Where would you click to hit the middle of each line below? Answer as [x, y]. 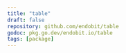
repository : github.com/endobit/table [63, 26]
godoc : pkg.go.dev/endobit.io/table [60, 33]
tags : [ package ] [30, 39]
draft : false [26, 20]
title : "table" [29, 13]
